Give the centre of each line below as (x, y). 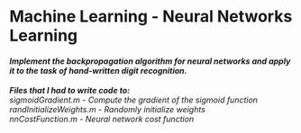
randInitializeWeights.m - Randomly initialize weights (107, 110)
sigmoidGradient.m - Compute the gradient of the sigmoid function (134, 100)
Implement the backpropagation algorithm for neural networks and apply (150, 61)
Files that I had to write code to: (70, 91)
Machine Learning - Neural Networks (151, 17)
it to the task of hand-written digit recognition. (98, 70)
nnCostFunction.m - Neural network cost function (102, 120)
